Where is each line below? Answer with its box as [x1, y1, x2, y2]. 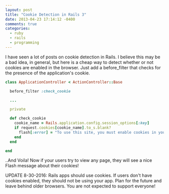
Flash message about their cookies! [5, 163, 79, 169]
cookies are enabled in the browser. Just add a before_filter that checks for [5, 64, 161, 70]
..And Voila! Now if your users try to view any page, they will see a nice [5, 157, 152, 163]
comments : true [5, 21, 37, 27]
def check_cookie [10, 116, 46, 121]
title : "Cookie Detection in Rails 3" [5, 12, 87, 17]
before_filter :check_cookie [10, 88, 71, 93]
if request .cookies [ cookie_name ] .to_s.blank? [14, 125, 112, 130]
